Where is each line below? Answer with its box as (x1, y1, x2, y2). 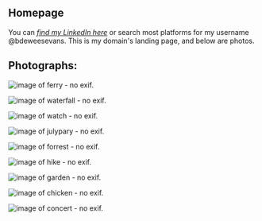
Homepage (8, 6, 64, 20)
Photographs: (8, 59, 78, 72)
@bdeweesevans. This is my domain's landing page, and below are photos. (8, 36, 255, 45)
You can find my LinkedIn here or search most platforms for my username (8, 27, 249, 37)
